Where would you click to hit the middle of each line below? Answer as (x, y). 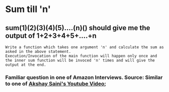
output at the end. (26, 65)
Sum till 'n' (28, 9)
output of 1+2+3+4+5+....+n (51, 35)
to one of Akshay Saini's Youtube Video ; (56, 83)
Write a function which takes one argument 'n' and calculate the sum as (85, 47)
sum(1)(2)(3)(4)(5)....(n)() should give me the (78, 28)
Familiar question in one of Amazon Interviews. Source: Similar (84, 77)
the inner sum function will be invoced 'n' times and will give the (80, 60)
